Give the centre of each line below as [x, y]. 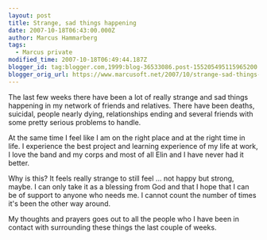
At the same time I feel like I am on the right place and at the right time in [127, 137]
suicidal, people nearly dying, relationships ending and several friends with [131, 114]
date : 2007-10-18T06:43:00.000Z [62, 30]
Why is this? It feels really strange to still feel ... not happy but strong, [121, 178]
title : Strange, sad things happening [72, 23]
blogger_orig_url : [39, 74]
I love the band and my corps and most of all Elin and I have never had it [126, 154]
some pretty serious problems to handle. [75, 122]
